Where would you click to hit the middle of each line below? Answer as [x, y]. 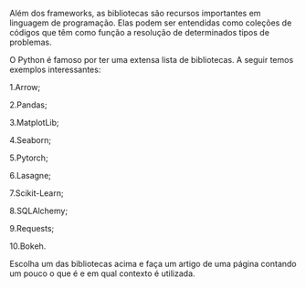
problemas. [31, 42]
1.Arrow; [25, 87]
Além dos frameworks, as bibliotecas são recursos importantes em [135, 13]
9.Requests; [32, 228]
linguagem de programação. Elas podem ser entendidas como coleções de [151, 23]
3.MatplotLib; [34, 123]
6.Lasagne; [31, 175]
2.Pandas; [28, 105]
